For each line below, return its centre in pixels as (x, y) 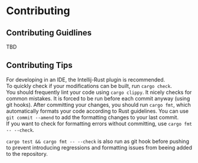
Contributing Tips (39, 65)
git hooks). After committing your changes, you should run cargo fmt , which (98, 105)
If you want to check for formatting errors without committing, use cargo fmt (99, 123)
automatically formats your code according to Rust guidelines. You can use (98, 111)
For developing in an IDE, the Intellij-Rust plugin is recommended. (86, 79)
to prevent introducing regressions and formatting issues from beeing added (99, 147)
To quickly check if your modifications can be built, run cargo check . (89, 86)
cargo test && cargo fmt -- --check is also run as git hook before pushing (98, 141)
